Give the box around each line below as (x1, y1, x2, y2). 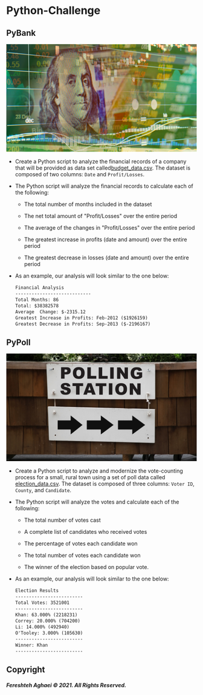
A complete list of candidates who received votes (24, 528, 147, 535)
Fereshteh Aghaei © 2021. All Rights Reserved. (6, 681, 127, 688)
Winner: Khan (14, 642, 48, 648)
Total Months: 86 (14, 296, 59, 303)
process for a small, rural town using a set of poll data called (14, 473, 166, 481)
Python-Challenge (6, 4, 101, 18)
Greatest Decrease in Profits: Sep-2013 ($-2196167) (14, 321, 151, 327)
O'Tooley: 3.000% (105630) (14, 630, 83, 636)
